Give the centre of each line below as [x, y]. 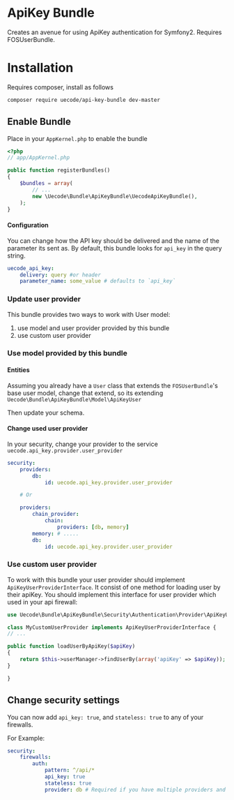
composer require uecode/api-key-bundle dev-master [84, 100]
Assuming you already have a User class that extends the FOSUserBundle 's [112, 385]
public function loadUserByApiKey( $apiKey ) [71, 646]
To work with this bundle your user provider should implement [96, 579]
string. [16, 255]
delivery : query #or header [60, 275]
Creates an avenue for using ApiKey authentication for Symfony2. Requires [115, 32]
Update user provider [44, 299]
